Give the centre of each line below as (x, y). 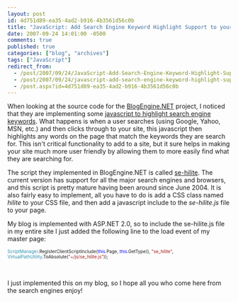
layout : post (27, 14)
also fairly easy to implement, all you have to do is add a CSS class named (115, 195)
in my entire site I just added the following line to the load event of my (109, 231)
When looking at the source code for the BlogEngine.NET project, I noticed (116, 106)
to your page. (27, 210)
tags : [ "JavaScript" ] (39, 60)
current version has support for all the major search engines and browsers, (117, 180)
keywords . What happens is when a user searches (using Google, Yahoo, (114, 122)
